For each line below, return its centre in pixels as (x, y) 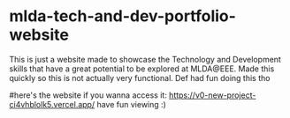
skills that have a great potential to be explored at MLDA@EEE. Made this (142, 69)
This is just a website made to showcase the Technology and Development (145, 59)
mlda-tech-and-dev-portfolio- (123, 16)
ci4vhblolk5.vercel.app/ (52, 104)
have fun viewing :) (131, 104)
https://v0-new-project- (213, 95)
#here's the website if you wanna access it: (88, 95)
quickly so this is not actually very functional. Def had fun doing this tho (140, 77)
